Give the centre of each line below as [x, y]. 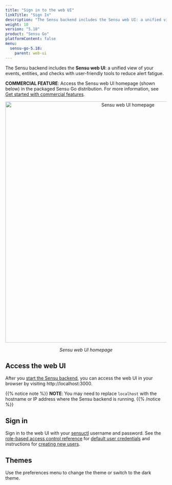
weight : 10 [17, 24]
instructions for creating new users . [43, 444]
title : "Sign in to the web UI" [40, 10]
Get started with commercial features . [45, 94]
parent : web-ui [31, 53]
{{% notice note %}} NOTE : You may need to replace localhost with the [81, 393]
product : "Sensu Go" [27, 34]
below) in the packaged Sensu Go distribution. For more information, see [82, 88]
